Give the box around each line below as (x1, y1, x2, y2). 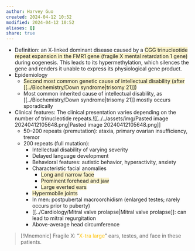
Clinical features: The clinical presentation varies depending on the (14, 109, 177, 116)
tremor (23, 134, 40, 141)
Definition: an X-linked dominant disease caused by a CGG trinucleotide (14, 46, 189, 53)
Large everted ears (40, 184, 87, 191)
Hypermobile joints (32, 190, 78, 197)
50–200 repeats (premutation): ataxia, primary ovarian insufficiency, (23, 127, 188, 135)
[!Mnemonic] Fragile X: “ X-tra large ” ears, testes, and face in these (20, 232, 182, 239)
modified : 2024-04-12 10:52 (6, 19, 75, 25)
